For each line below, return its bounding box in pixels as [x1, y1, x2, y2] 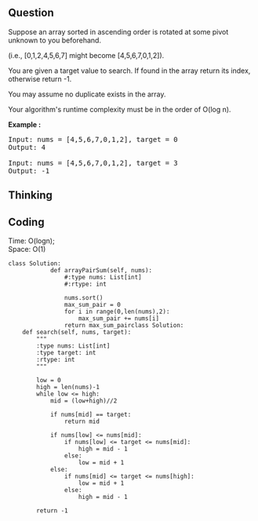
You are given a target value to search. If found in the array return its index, [8, 66, 251, 75]
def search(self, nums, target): [22, 329, 132, 337]
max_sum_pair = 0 [64, 301, 122, 309]
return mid [64, 417, 100, 426]
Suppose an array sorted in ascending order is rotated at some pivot [8, 27, 229, 36]
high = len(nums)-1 [36, 384, 100, 392]
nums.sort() [64, 294, 104, 302]
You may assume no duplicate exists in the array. [8, 89, 166, 99]
